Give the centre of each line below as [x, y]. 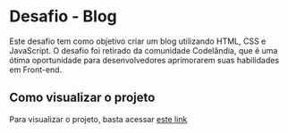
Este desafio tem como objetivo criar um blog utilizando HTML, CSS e [138, 41]
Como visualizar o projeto [82, 98]
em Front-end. [36, 70]
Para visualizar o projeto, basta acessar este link [98, 119]
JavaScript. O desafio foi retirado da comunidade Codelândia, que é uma [144, 50]
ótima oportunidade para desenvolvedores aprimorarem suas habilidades [144, 60]
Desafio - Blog [64, 17]
